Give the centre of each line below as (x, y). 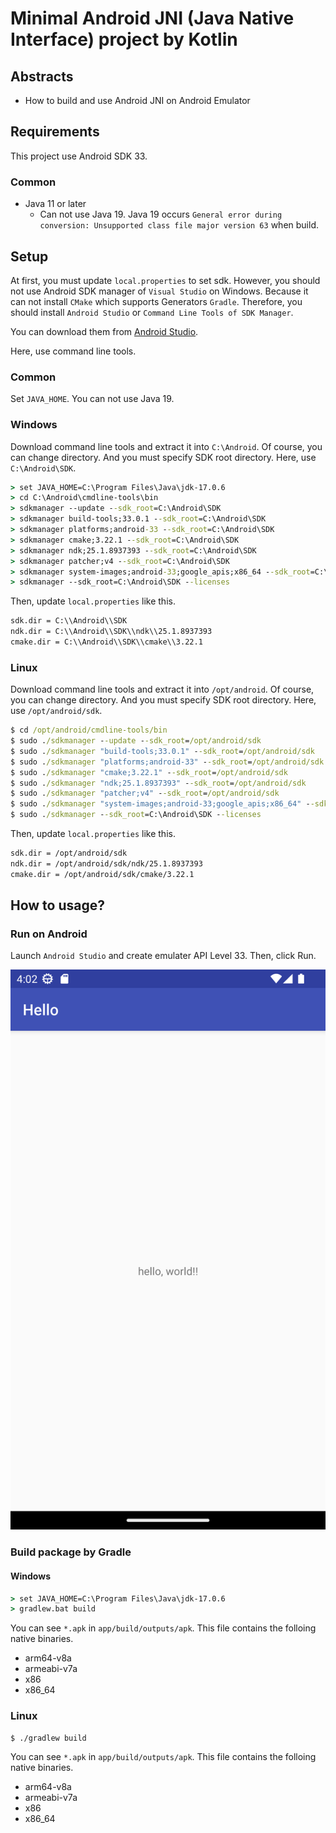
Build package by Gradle (71, 1552)
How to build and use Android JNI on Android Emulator (137, 100)
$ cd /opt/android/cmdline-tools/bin (89, 730)
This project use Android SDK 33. (79, 156)
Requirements (55, 132)
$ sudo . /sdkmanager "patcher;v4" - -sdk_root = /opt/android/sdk (145, 793)
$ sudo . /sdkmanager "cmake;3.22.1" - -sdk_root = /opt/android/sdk (149, 772)
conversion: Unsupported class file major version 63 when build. (179, 225)
